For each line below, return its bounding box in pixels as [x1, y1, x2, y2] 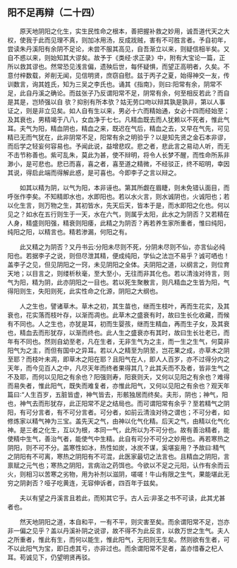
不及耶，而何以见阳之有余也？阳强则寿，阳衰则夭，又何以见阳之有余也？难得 [7, 372, 230, 381]
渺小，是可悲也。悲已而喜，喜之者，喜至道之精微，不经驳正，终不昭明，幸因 [7, 159, 230, 168]
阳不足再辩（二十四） [7, 6, 100, 19]
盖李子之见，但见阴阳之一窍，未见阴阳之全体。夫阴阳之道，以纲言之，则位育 [7, 260, 230, 269]
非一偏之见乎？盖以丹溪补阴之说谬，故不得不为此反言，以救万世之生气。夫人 [7, 526, 230, 535]
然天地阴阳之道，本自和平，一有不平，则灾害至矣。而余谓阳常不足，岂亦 [20, 517, 230, 526]
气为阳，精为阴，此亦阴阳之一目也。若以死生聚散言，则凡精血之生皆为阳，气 [7, 278, 230, 286]
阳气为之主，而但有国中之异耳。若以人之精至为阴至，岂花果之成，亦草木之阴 [7, 346, 230, 354]
